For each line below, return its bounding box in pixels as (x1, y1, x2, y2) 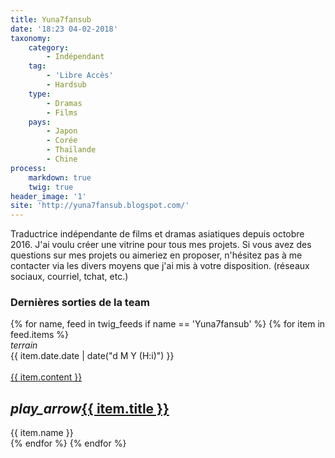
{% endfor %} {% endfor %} (10, 437, 127, 450)
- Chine (46, 154, 78, 164)
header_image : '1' (10, 191, 87, 201)
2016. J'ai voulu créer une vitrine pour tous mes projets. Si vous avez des (10, 239, 312, 251)
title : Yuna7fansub (10, 14, 92, 25)
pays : (28, 117, 52, 127)
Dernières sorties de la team (10, 296, 151, 310)
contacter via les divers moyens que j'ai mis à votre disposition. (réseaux (10, 260, 310, 272)
